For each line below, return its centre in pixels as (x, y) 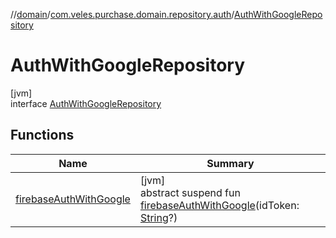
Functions (42, 135)
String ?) (158, 217)
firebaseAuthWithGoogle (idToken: (219, 205)
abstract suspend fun (190, 192)
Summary (230, 163)
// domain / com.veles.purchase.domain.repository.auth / (122, 14)
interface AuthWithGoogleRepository (86, 103)
